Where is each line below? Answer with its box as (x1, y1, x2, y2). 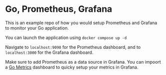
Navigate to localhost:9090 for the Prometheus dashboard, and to (5, 44, 141, 50)
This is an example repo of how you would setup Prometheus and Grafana (5, 20, 158, 26)
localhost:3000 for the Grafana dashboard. (5, 49, 94, 55)
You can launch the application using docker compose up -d (5, 35, 127, 40)
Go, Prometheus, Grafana (5, 3, 113, 15)
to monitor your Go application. (5, 25, 69, 31)
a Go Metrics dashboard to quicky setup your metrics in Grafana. (5, 64, 139, 70)
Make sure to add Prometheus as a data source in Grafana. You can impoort (5, 59, 161, 65)
